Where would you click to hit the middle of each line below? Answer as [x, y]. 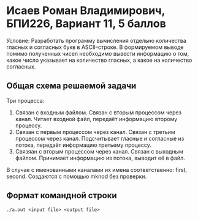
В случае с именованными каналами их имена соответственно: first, [97, 169]
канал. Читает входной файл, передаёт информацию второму [96, 119]
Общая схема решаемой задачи [71, 86]
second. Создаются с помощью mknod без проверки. [77, 176]
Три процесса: [25, 100]
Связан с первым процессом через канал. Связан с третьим [95, 132]
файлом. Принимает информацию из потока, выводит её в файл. [100, 158]
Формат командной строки [62, 195]
